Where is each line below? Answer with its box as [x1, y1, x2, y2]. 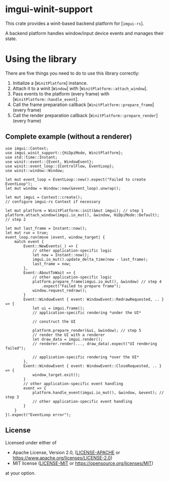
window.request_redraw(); [32, 288, 87, 293]
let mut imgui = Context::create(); [5, 194, 82, 200]
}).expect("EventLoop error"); [5, 412, 71, 417]
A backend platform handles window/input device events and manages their [5, 30, 164, 36]
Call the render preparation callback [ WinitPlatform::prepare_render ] [12, 112, 158, 118]
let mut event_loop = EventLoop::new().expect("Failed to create [5, 177, 146, 182]
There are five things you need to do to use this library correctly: [5, 70, 140, 76]
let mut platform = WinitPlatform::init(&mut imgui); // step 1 [5, 208, 144, 213]
